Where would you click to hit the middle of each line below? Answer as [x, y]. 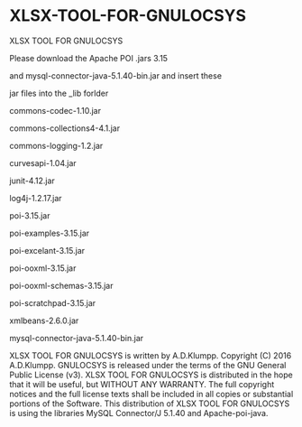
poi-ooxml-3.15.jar [43, 268]
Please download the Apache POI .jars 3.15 [89, 58]
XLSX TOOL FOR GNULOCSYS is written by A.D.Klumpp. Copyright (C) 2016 [151, 355]
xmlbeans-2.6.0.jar [44, 320]
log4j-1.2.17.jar [36, 198]
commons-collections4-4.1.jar [64, 128]
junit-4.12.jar [32, 181]
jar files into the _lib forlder [59, 93]
